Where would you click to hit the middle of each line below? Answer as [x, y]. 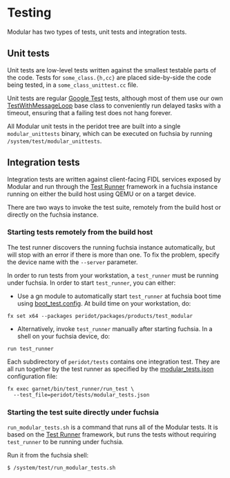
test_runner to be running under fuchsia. [66, 442]
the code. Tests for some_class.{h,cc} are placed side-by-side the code [109, 77]
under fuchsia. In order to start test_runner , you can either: [92, 282]
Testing [29, 13]
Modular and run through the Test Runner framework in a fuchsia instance [113, 186]
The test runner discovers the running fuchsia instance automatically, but [111, 247]
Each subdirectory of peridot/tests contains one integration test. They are [114, 361]
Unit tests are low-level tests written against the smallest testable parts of [112, 70]
